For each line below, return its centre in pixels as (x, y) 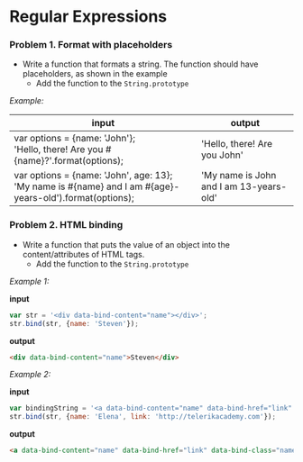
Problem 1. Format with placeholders (91, 45)
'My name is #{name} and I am (78, 186)
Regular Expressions (88, 17)
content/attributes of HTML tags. (83, 254)
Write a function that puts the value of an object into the (126, 244)
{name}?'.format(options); (69, 161)
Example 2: (30, 375)
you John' (222, 155)
